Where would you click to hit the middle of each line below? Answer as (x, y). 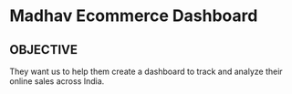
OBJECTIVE (43, 50)
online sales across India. (57, 81)
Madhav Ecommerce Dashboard (134, 16)
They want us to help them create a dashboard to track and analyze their (146, 71)
